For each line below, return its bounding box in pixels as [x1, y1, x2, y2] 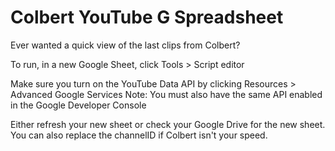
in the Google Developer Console [10, 99, 147, 111]
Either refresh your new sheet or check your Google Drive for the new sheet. [10, 118, 326, 130]
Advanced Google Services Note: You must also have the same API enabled [10, 88, 323, 100]
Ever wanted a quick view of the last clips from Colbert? [10, 39, 241, 51]
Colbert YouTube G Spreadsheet [10, 6, 284, 29]
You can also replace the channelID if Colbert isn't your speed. [10, 129, 268, 141]
